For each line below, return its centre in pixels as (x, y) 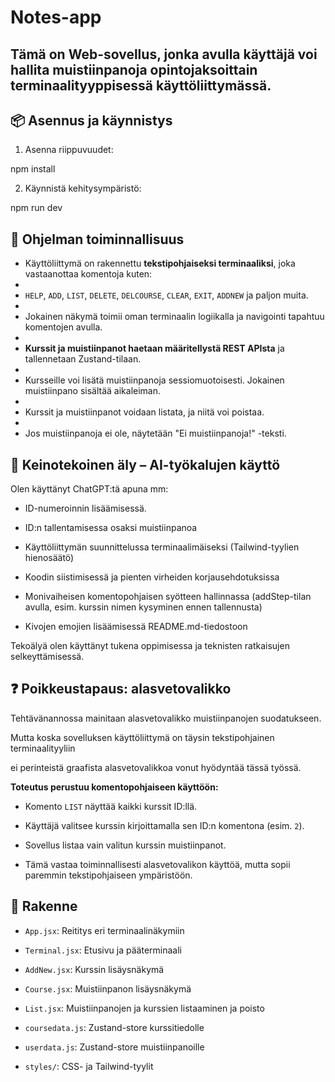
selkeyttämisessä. (47, 657)
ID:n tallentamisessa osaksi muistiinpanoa (111, 528)
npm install (33, 169)
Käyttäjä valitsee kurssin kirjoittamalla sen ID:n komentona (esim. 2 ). (164, 825)
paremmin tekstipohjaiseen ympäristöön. (108, 875)
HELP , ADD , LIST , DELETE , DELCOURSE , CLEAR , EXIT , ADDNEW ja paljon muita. (166, 295)
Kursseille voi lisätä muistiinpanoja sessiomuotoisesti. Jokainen (154, 380)
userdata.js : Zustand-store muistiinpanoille (114, 1047)
